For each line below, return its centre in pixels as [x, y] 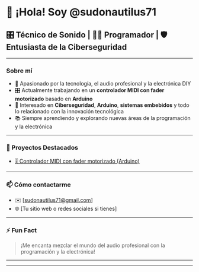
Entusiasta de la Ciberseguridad [67, 47]
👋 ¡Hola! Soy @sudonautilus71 [81, 12]
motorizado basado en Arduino [54, 99]
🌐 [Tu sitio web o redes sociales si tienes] [66, 208]
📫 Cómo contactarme [38, 185]
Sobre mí [19, 71]
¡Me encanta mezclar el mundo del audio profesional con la [93, 245]
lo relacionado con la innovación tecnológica [69, 112]
